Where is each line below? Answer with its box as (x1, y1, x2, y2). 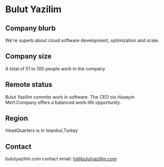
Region (5, 114, 28, 123)
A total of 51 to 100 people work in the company (5, 65, 105, 72)
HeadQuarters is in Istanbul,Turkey (5, 127, 78, 133)
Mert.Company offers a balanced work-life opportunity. (5, 99, 121, 105)
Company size (5, 52, 52, 61)
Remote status (5, 80, 52, 89)
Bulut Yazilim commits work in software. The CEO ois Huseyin (5, 94, 135, 100)
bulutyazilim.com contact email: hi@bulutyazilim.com (5, 156, 117, 162)
